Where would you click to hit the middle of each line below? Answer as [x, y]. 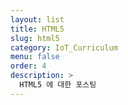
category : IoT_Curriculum [64, 47]
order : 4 [28, 66]
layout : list [37, 19]
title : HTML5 [37, 29]
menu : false [35, 57]
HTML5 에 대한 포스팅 [58, 85]
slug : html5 [35, 38]
